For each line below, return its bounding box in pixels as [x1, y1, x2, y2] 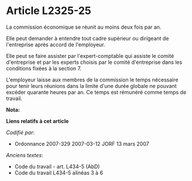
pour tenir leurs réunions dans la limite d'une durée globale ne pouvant [6, 82, 177, 89]
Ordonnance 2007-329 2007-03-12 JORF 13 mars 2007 [14, 140, 149, 147]
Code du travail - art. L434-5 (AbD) [14, 163, 100, 170]
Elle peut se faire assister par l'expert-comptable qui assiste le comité [6, 52, 174, 59]
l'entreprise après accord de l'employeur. [6, 41, 105, 48]
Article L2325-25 [6, 4, 92, 18]
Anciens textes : [6, 151, 44, 159]
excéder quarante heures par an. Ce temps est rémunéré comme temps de [6, 88, 187, 95]
